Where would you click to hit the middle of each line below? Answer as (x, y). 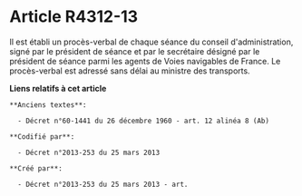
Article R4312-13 (74, 17)
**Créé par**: (36, 168)
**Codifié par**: (42, 137)
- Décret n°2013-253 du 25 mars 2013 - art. (103, 184)
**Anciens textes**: (49, 105)
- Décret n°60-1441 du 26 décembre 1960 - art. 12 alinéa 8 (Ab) (144, 121)
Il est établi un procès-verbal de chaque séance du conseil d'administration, (151, 42)
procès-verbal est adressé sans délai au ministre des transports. (130, 71)
